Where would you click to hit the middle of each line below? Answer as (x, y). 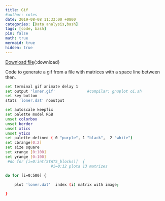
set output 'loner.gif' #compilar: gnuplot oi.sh (74, 91)
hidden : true (19, 48)
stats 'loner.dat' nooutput (35, 101)
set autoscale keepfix (29, 110)
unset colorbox (21, 119)
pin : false (17, 33)
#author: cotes (21, 15)
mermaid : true (20, 43)
